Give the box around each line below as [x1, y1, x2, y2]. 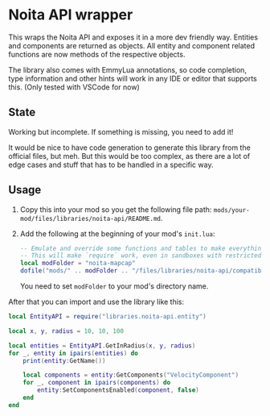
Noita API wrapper [8, 6, 133, 24]
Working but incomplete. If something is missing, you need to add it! [8, 127, 234, 136]
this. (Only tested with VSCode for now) [8, 82, 140, 92]
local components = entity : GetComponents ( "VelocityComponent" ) [22, 371, 239, 380]
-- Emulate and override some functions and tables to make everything [19, 244, 265, 252]
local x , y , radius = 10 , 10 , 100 [8, 327, 125, 335]
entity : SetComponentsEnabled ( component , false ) [37, 386, 199, 394]
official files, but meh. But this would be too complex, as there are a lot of [8, 151, 251, 160]
